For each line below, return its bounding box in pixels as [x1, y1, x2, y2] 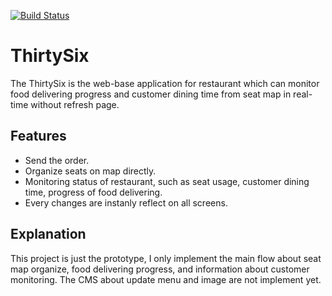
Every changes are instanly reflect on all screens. [24, 196, 228, 209]
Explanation [10, 226, 87, 243]
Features [10, 128, 67, 145]
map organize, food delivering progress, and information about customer [10, 263, 310, 275]
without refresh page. [30, 98, 120, 110]
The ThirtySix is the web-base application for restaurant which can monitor [10, 77, 320, 89]
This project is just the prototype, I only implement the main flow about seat [10, 252, 322, 264]
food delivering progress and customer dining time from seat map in [10, 88, 292, 100]
